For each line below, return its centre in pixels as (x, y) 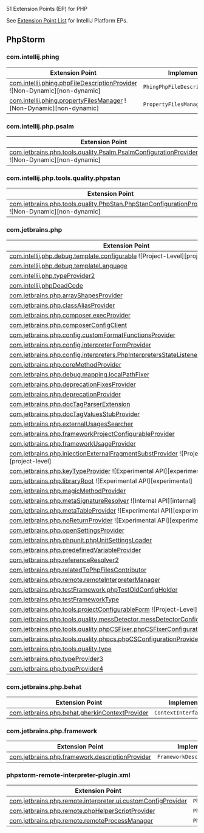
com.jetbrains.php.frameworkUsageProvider (73, 443)
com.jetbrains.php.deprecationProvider (65, 394)
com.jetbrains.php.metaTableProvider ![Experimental (84, 510)
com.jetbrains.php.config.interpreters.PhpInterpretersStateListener (105, 354)
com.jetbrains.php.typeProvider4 (56, 668)
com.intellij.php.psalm (40, 126)
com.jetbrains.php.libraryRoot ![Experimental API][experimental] (101, 481)
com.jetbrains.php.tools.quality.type (61, 649)
